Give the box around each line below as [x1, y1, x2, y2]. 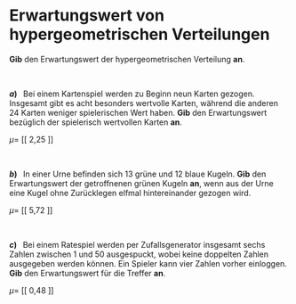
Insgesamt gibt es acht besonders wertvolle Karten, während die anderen [9, 97, 278, 108]
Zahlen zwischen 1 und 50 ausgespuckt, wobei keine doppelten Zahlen [9, 249, 269, 259]
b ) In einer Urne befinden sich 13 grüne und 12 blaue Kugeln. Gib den [9, 168, 267, 179]
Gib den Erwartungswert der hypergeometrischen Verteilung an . [9, 53, 245, 64]
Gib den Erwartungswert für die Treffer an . [9, 267, 166, 278]
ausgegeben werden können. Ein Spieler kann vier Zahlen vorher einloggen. [9, 258, 287, 268]
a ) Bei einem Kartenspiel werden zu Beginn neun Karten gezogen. [9, 88, 255, 99]
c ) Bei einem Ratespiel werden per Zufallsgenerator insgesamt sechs [9, 239, 266, 250]
